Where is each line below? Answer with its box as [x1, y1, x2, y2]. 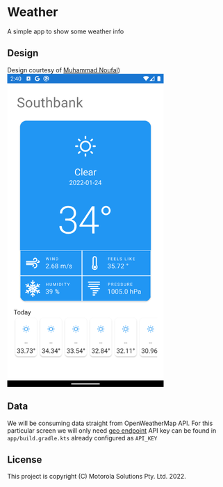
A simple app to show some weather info [7, 27, 124, 35]
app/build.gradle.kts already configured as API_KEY [7, 433, 158, 442]
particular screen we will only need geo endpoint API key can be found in [7, 426, 217, 435]
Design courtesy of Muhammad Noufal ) [7, 65, 120, 74]
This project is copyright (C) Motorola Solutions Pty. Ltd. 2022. [7, 472, 186, 481]
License [7, 454, 42, 465]
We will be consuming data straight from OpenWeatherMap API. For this [7, 419, 213, 427]
